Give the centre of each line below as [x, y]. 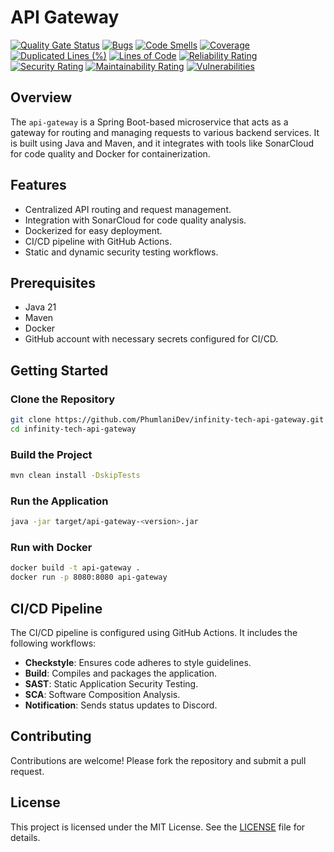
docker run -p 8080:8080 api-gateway [89, 577]
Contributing [51, 736]
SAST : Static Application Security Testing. [111, 684]
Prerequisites [53, 282]
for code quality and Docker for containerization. [110, 153]
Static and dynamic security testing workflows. [121, 252]
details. [25, 837]
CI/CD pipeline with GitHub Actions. [98, 241]
